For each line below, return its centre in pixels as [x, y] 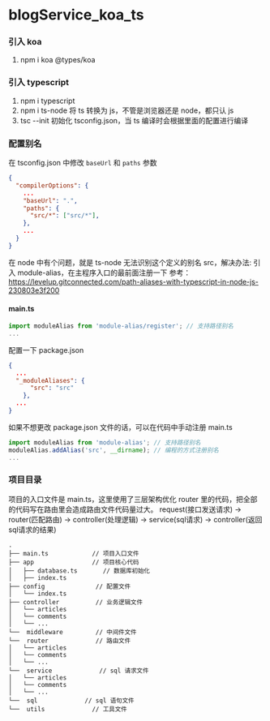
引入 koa [25, 42]
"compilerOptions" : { [52, 185]
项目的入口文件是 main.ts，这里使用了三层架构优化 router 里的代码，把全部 [133, 499]
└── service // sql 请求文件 [79, 671]
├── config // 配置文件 [70, 586]
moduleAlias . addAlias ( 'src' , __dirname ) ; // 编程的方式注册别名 [114, 450]
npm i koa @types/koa [58, 60]
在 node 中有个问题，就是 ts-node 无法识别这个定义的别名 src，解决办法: [130, 262]
